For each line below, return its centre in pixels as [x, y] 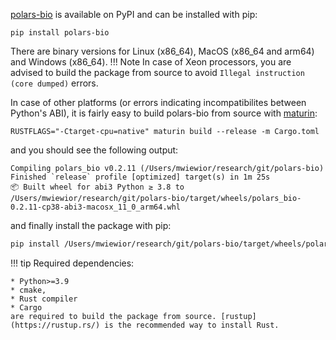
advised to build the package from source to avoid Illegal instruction [157, 72]
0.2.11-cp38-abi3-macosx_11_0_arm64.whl [96, 207]
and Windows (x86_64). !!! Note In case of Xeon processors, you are [151, 62]
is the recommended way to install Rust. [192, 325]
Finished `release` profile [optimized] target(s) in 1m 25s [140, 177]
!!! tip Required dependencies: [72, 263]
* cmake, [28, 290]
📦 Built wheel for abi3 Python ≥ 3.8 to [97, 187]
